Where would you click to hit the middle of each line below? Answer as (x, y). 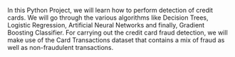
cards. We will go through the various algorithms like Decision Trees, (108, 18)
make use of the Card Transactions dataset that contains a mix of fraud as (116, 40)
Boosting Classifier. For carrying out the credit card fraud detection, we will (117, 32)
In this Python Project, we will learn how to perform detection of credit (110, 10)
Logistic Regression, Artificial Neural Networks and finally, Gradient (106, 25)
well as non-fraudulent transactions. (61, 47)
